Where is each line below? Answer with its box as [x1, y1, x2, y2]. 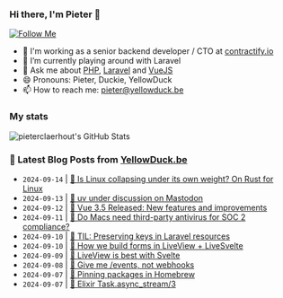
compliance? [22, 221, 70, 232]
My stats [9, 110, 49, 123]
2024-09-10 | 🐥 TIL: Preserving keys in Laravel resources [22, 231, 231, 241]
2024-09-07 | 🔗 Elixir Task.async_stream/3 [22, 278, 177, 289]
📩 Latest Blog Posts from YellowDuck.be [9, 153, 188, 165]
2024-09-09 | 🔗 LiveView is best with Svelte [22, 250, 181, 260]
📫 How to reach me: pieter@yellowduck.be [22, 84, 184, 95]
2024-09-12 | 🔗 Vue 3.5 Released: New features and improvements [22, 202, 268, 213]
